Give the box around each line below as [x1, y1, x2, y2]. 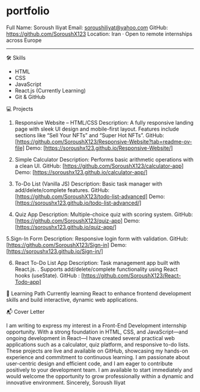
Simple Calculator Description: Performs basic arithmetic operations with [14, 156, 194, 163]
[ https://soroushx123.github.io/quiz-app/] [14, 223, 117, 230]
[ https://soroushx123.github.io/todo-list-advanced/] [14, 199, 142, 206]
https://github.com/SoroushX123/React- [83, 271, 182, 279]
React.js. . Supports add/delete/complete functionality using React [14, 266, 178, 273]
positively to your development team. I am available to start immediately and [6, 366, 193, 374]
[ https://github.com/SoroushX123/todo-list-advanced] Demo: [14, 193, 165, 200]
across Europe [6, 36, 42, 44]
